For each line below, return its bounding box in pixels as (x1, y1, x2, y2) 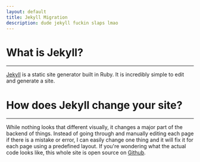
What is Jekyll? (6, 45, 83, 59)
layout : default (6, 8, 46, 15)
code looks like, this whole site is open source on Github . (6, 149, 146, 156)
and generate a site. (6, 77, 55, 84)
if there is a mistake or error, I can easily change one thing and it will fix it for (6, 136, 193, 143)
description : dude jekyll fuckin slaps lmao (6, 20, 118, 26)
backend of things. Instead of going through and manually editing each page (6, 130, 194, 137)
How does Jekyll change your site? (6, 98, 183, 112)
